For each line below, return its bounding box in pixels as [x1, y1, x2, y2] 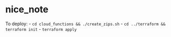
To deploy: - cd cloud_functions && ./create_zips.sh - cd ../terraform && [5, 21, 166, 27]
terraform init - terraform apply [5, 26, 77, 32]
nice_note [5, 4, 49, 15]
